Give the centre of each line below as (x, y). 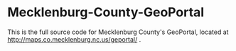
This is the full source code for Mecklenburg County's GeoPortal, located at (118, 32)
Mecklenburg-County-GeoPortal (106, 12)
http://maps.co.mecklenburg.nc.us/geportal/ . (74, 39)
